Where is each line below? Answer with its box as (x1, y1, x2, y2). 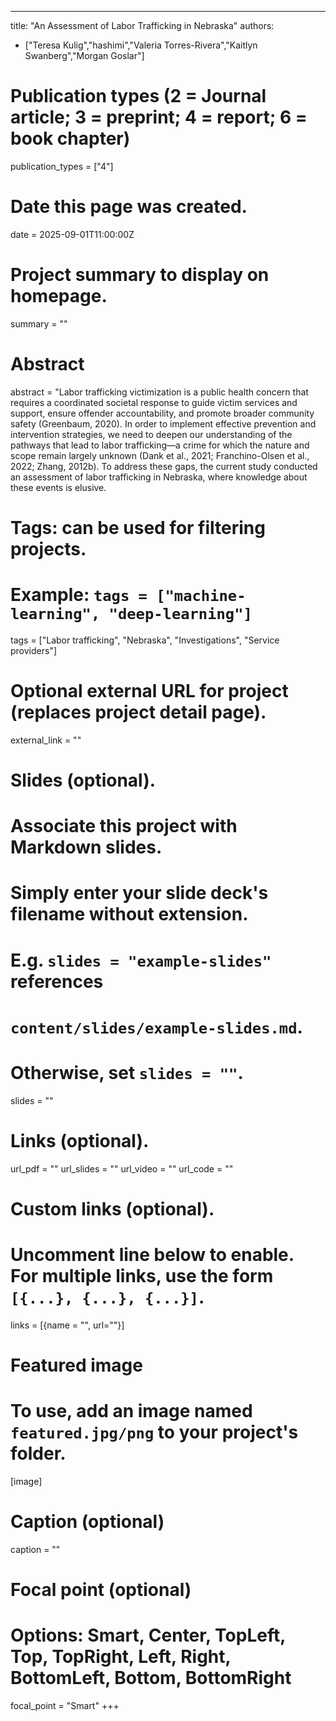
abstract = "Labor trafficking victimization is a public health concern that (10, 386, 309, 398)
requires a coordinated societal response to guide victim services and (10, 396, 298, 408)
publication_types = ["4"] (10, 160, 114, 172)
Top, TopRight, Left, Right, (10, 1646, 232, 1668)
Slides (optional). (10, 769, 157, 791)
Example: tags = (10, 584, 148, 606)
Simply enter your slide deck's (10, 882, 269, 905)
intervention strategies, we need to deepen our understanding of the (10, 428, 293, 440)
